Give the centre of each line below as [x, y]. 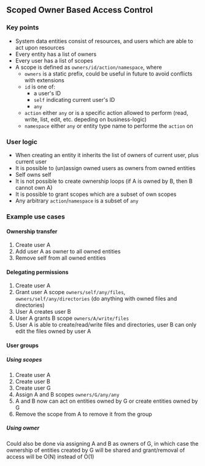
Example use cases [36, 216]
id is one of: [40, 87]
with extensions [44, 80]
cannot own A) [34, 187]
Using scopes [24, 359]
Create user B [33, 381]
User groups [22, 345]
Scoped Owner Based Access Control [80, 10]
